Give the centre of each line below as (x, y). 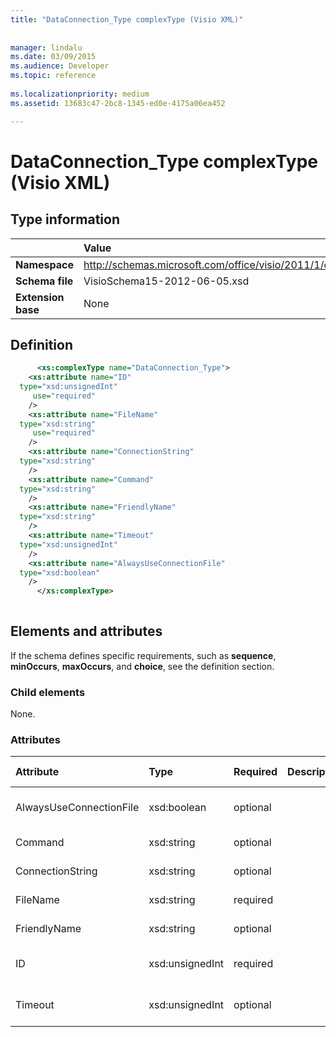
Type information (65, 219)
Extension (40, 297)
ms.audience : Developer (60, 66)
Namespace (45, 264)
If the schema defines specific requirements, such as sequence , (143, 655)
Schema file (44, 281)
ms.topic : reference (53, 76)
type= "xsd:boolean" (60, 572)
